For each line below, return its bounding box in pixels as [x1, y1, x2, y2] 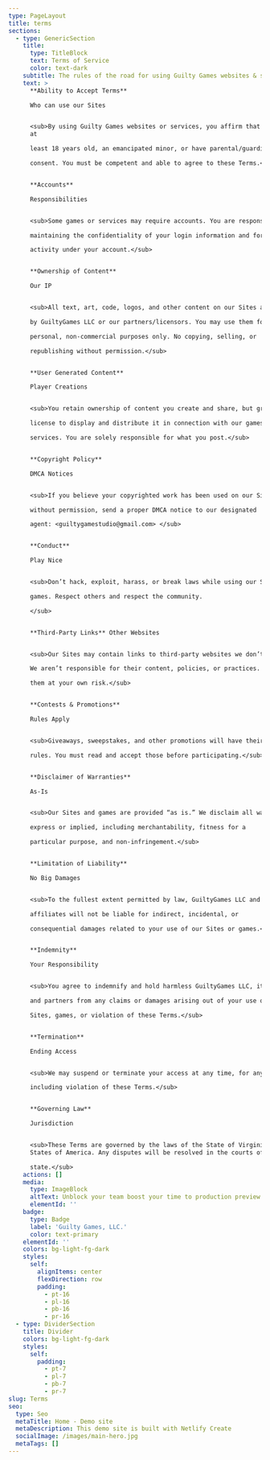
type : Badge [29, 1215, 70, 1224]
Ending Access [29, 1047, 78, 1055]
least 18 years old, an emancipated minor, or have [29, 145, 207, 153]
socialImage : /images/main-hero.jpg [15, 1433, 138, 1441]
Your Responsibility [29, 960, 99, 969]
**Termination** [29, 1033, 84, 1041]
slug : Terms [8, 1395, 48, 1403]
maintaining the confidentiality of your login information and [29, 231, 250, 240]
